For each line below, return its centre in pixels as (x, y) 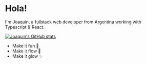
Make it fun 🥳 (25, 46)
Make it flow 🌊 (26, 51)
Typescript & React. (25, 27)
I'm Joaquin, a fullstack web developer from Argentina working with (73, 22)
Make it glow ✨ (27, 56)
